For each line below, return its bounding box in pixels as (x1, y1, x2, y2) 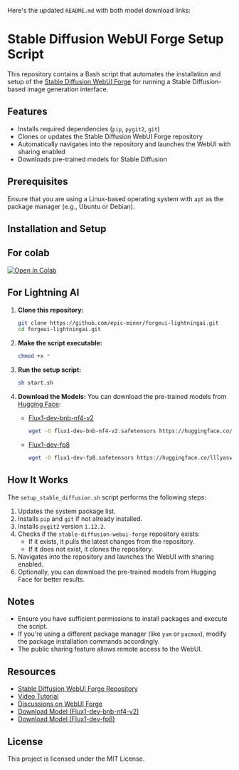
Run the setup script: (17, 365, 82, 374)
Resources (7, 665, 56, 677)
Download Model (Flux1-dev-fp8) (17, 715, 115, 724)
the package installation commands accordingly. (17, 637, 160, 646)
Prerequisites (7, 176, 68, 188)
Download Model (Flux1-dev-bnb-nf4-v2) (17, 707, 139, 716)
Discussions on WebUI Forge (17, 699, 103, 709)
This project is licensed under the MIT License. (7, 754, 145, 763)
